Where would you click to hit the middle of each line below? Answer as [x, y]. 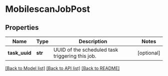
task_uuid [19, 53]
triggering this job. [75, 56]
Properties [22, 28]
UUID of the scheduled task [86, 50]
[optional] [149, 53]
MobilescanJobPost [48, 9]
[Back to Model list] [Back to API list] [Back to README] [62, 68]
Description [93, 41]
